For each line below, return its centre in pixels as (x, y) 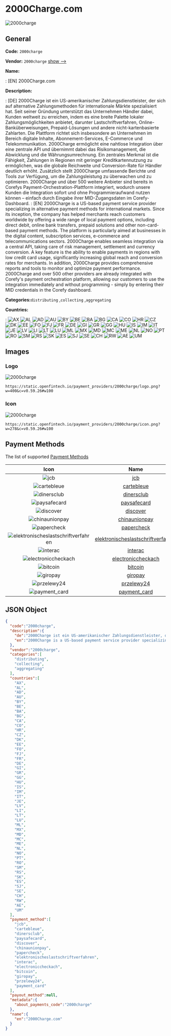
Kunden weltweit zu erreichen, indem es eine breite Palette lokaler (75, 117)
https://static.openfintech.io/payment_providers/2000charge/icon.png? (83, 424)
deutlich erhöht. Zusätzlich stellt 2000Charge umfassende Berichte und (80, 171)
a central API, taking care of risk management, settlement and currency (80, 246)
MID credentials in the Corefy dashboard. (49, 290)
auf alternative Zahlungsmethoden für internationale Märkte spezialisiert (81, 106)
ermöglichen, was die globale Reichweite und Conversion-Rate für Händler (84, 165)
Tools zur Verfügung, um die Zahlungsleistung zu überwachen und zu (78, 176)
